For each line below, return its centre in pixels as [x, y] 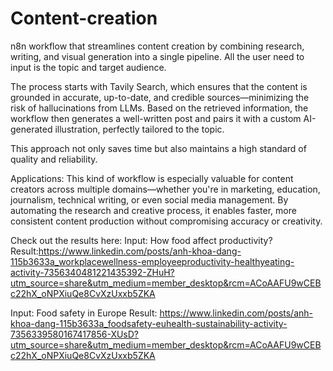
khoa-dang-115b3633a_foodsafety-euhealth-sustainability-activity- [149, 323]
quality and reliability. [54, 159]
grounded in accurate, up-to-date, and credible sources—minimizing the [160, 97]
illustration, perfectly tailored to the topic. [139, 129]
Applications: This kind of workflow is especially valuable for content [152, 178]
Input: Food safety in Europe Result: [84, 313]
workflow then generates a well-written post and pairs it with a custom [156, 118]
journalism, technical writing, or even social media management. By [149, 199]
